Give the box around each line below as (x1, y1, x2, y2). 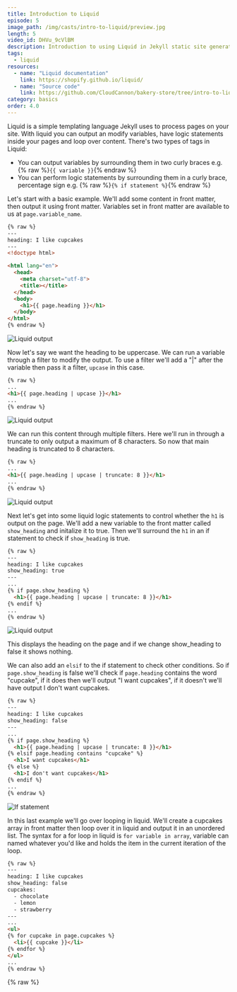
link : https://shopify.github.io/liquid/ (20, 76, 143, 84)
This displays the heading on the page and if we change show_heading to (7, 640, 221, 649)
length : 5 (7, 30, 37, 38)
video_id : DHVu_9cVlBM (7, 37, 74, 44)
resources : (7, 63, 39, 70)
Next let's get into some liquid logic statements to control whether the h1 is (7, 511, 224, 520)
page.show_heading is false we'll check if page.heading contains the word (7, 668, 217, 677)
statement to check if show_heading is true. (7, 534, 130, 542)
